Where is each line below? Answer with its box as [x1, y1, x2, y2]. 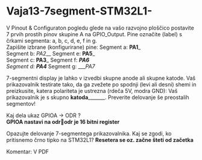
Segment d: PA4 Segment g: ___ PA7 [6, 62, 95, 70]
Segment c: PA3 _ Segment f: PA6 [6, 56, 90, 63]
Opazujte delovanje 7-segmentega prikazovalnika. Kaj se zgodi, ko [6, 130, 172, 137]
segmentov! [6, 100, 36, 107]
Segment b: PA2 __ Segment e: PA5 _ [6, 50, 95, 57]
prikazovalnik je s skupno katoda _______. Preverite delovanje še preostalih [6, 94, 189, 101]
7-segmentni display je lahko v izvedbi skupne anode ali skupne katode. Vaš [6, 74, 196, 82]
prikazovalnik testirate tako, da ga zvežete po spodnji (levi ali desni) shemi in [6, 80, 197, 88]
